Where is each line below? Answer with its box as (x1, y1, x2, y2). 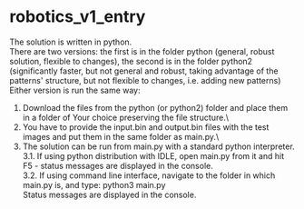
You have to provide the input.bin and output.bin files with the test (22, 121, 270, 133)
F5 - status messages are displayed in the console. (22, 160, 213, 171)
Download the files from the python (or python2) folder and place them (22, 102, 289, 113)
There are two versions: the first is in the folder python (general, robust (9, 45, 275, 56)
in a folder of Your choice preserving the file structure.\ (22, 112, 230, 123)
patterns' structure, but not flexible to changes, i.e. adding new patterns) (9, 75, 281, 85)
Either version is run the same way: (9, 85, 141, 95)
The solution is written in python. (9, 36, 132, 47)
